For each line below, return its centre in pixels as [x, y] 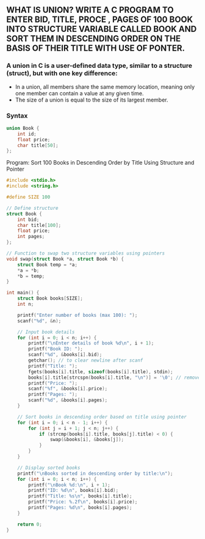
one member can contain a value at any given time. [79, 93]
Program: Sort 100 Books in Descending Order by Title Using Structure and [100, 163]
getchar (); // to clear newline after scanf [86, 360]
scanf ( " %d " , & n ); [39, 321]
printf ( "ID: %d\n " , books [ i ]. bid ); [74, 491]
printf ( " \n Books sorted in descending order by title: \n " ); [95, 474]
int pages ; [31, 237]
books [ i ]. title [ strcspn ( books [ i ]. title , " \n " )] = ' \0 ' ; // [105, 377]
